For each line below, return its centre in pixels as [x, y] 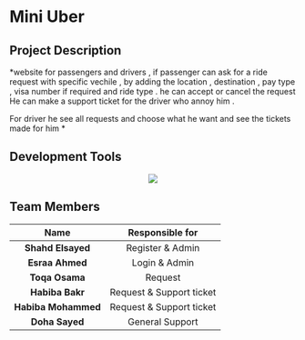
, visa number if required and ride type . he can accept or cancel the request [152, 91]
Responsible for [163, 232]
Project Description [66, 50]
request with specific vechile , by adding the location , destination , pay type [152, 82]
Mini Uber [47, 17]
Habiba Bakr [57, 292]
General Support [163, 322]
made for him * [38, 128]
